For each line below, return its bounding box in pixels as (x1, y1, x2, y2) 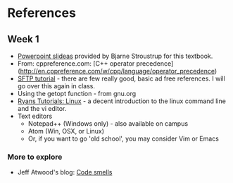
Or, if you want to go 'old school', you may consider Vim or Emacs (27, 134, 220, 143)
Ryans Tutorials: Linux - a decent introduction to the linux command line (17, 97, 227, 105)
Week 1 (7, 33, 39, 45)
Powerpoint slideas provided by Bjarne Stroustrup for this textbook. (17, 52, 213, 60)
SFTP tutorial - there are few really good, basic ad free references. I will (17, 74, 225, 83)
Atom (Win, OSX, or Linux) (27, 127, 104, 135)
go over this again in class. (17, 82, 95, 90)
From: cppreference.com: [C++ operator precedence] (17, 59, 174, 68)
